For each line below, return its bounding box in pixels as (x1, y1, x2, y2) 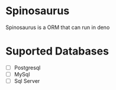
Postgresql (14, 64, 41, 71)
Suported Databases (5, 44, 109, 58)
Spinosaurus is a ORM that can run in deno (5, 24, 110, 31)
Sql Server (14, 78, 40, 84)
